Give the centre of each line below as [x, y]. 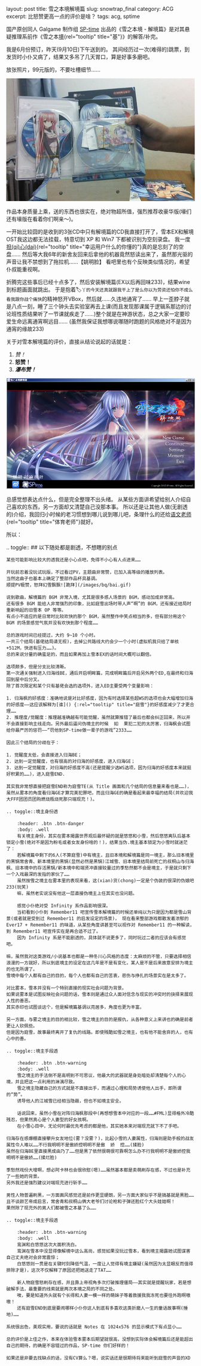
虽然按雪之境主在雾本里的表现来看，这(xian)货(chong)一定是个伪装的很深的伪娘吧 [106, 881]
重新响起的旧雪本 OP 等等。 [36, 610]
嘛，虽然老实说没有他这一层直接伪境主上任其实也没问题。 [77, 893]
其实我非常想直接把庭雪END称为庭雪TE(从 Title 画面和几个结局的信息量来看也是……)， [99, 786]
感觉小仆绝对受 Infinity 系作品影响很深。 [64, 905]
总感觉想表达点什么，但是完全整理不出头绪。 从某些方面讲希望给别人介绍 [96, 499]
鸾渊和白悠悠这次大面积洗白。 [48, 1245]
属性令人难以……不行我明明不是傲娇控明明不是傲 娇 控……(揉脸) [75, 1145]
